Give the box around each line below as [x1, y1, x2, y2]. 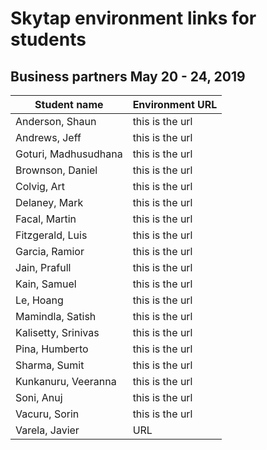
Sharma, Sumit [15, 358, 85, 372]
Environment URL [132, 98, 218, 111]
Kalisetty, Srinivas [15, 326, 100, 339]
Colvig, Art [15, 180, 66, 193]
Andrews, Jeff [15, 131, 82, 144]
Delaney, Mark [15, 196, 84, 209]
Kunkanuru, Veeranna [15, 375, 117, 388]
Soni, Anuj [15, 391, 63, 404]
